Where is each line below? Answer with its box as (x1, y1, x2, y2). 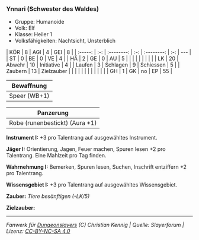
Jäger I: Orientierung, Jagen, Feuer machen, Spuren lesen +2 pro (6, 146, 166, 153)
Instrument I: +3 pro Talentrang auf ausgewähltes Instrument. (6, 134, 158, 141)
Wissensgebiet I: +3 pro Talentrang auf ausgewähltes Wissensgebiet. (6, 181, 178, 188)
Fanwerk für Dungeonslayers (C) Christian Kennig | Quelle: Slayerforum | (6, 222, 185, 229)
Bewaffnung (11, 82, 47, 90)
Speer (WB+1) (9, 91, 50, 100)
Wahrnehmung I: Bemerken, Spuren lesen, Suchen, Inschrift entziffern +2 (6, 163, 187, 170)
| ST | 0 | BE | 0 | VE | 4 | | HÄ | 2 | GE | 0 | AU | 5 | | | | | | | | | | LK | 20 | (6, 55, 179, 62)
